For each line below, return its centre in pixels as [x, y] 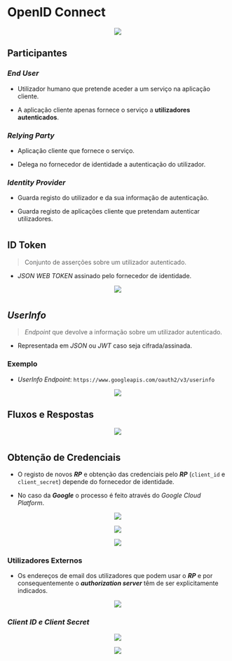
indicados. [32, 591]
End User [23, 73]
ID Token [27, 246]
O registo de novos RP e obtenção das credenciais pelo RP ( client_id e [121, 474]
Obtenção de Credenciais [64, 457]
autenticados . [38, 117]
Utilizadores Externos [45, 561]
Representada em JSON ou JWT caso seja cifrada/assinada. [105, 346]
